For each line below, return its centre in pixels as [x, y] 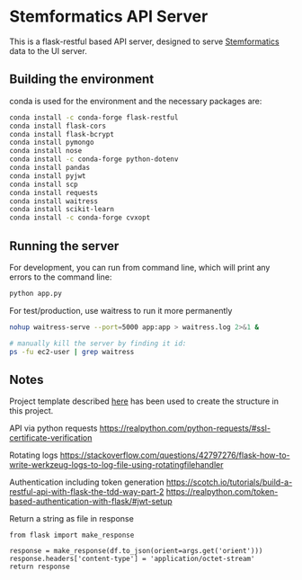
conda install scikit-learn [62, 210]
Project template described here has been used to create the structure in [144, 401]
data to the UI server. [48, 50]
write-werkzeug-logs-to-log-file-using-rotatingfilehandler [116, 465]
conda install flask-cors [58, 126]
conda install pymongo [52, 143]
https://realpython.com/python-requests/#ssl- [185, 428]
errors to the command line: [61, 277]
